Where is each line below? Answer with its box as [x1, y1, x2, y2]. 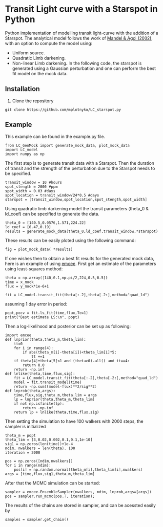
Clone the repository [12, 98, 54, 104]
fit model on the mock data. [12, 70, 68, 76]
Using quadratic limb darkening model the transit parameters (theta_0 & [5, 205, 149, 211]
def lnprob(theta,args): [5, 388, 56, 393]
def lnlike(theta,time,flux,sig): [5, 371, 76, 376]
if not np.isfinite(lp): [14, 401, 64, 406]
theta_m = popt [5, 433, 36, 438]
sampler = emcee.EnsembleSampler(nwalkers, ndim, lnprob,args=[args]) [5, 489, 152, 494]
